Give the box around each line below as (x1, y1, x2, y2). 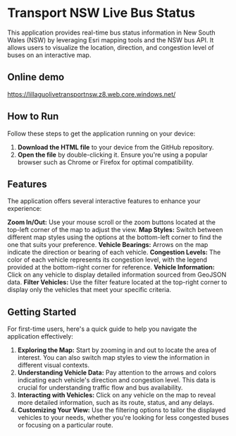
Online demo (7, 71, 65, 83)
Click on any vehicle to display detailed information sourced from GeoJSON (7, 270, 227, 279)
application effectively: (7, 332, 74, 341)
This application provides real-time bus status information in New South (7, 28, 216, 37)
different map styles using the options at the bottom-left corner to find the (7, 233, 222, 241)
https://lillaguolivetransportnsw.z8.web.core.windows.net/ (7, 90, 176, 98)
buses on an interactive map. (7, 51, 92, 59)
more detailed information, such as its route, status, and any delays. (17, 399, 215, 407)
